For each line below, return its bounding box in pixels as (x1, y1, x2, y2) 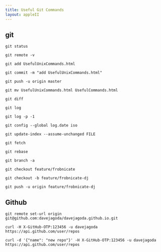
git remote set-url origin (5, 211, 62, 216)
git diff (5, 96, 24, 102)
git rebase (5, 149, 28, 155)
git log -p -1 (5, 114, 35, 119)
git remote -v (5, 53, 35, 58)
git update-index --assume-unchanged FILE (5, 132, 96, 137)
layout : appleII (5, 12, 39, 17)
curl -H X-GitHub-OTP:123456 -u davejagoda (5, 224, 98, 230)
